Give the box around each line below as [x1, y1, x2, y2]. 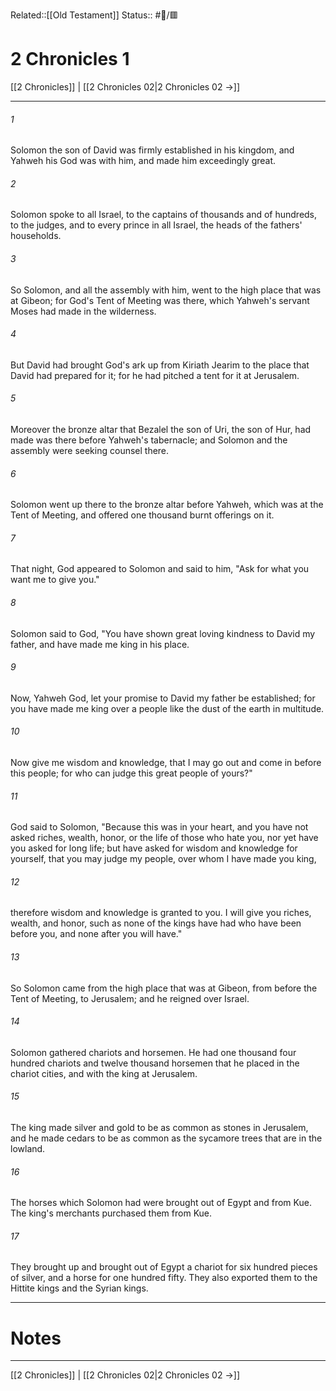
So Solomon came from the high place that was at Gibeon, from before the [10, 982, 318, 994]
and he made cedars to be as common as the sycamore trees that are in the [10, 1132, 323, 1144]
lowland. [10, 1142, 46, 1154]
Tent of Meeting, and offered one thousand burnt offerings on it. [10, 509, 275, 521]
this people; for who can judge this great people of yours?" [10, 767, 253, 779]
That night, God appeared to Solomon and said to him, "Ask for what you [10, 563, 310, 575]
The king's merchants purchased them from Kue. [10, 1207, 213, 1219]
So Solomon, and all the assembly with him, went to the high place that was [10, 284, 322, 296]
